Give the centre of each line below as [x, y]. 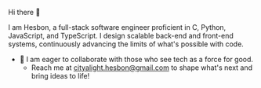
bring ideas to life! [60, 76]
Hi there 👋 [24, 12]
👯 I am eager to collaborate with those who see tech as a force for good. [136, 59]
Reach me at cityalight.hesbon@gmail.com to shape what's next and [142, 68]
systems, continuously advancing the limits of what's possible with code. [126, 44]
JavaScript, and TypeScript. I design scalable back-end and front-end [121, 36]
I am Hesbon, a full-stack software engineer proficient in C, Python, [117, 27]
